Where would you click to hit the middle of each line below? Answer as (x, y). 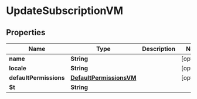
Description (159, 49)
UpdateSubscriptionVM (65, 11)
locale (18, 68)
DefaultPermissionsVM (103, 78)
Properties (26, 33)
